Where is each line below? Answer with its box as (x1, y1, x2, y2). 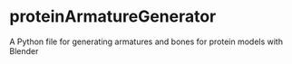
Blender (9, 45, 39, 56)
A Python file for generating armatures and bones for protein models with (9, 36, 284, 47)
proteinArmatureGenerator (9, 6, 217, 27)
